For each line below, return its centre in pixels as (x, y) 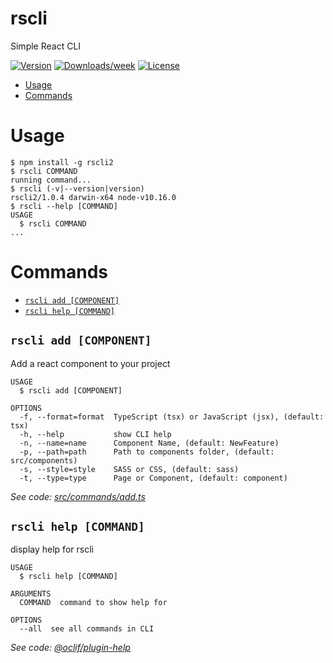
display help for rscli (52, 549)
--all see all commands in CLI (87, 629)
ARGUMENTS (31, 594)
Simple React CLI (46, 46)
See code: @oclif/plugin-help (70, 648)
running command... (51, 180)
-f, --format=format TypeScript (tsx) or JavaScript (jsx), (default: (172, 417)
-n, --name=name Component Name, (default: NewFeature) (149, 443)
